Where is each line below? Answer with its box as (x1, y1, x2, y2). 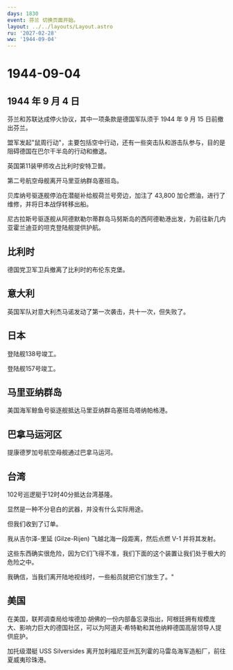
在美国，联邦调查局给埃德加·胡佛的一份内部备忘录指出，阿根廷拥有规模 (7, 614, 210, 623)
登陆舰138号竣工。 (7, 349, 60, 358)
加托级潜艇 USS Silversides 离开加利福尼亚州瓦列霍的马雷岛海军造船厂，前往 (7, 646, 226, 655)
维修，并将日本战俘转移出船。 (7, 200, 92, 208)
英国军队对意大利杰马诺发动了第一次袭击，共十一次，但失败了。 (7, 307, 189, 316)
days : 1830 (7, 10, 39, 17)
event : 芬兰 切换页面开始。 (7, 17, 79, 24)
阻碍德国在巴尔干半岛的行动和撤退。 (7, 147, 111, 156)
